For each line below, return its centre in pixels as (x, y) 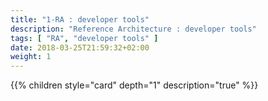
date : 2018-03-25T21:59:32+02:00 (80, 47)
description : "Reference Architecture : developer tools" (133, 29)
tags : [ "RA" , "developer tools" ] (84, 38)
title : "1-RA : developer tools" (80, 19)
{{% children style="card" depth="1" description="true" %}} (134, 85)
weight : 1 (31, 57)
